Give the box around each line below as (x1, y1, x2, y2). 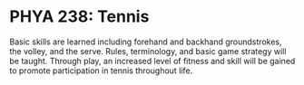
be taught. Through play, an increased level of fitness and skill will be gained (9, 55, 296, 66)
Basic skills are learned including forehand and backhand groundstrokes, (9, 36, 282, 47)
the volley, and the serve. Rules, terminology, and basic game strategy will (9, 45, 287, 56)
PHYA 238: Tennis (9, 6, 150, 27)
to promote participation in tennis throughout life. (9, 65, 193, 76)
